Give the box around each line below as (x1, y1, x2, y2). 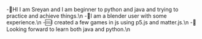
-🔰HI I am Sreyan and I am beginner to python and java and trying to (6, 6, 179, 13)
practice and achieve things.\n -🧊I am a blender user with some (6, 12, 167, 19)
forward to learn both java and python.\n (28, 26, 131, 33)
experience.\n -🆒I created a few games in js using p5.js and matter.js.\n (6, 19, 189, 26)
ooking (6, 26, 27, 33)
